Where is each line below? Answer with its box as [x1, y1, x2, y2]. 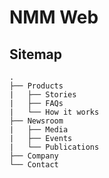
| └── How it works [9, 107, 100, 117]
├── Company [9, 151, 59, 161]
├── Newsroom [9, 116, 64, 126]
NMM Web [9, 6, 99, 29]
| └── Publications [9, 142, 100, 152]
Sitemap [9, 46, 63, 63]
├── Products [9, 81, 64, 91]
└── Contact [9, 160, 59, 170]
